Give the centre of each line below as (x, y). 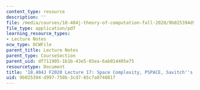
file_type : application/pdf (41, 28)
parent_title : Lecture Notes (42, 50)
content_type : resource (36, 12)
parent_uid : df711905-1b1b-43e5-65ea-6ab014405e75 (70, 61)
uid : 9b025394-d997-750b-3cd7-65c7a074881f (61, 78)
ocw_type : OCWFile (29, 45)
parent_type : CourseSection (41, 56)
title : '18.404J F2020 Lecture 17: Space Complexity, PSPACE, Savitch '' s (100, 72)
